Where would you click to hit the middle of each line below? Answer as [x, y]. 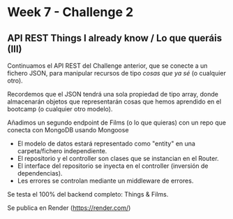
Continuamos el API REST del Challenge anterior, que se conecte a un [107, 66]
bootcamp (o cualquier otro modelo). [60, 109]
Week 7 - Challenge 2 [70, 12]
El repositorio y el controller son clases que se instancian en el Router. [118, 158]
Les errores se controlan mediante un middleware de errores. [105, 181]
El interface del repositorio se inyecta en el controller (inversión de [113, 166]
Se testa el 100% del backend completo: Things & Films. [88, 194]
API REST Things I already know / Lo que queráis [114, 38]
